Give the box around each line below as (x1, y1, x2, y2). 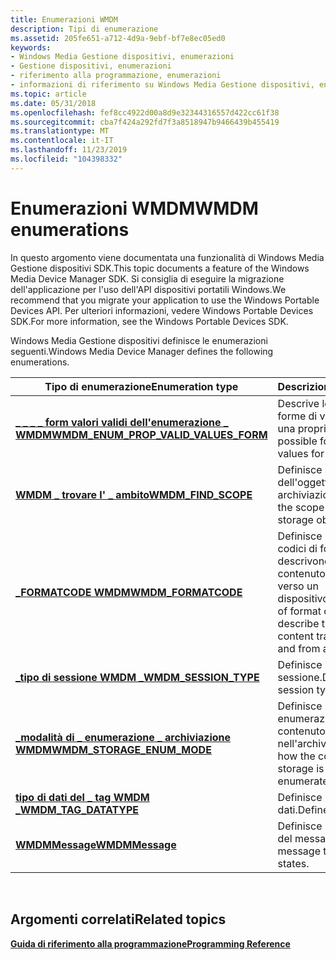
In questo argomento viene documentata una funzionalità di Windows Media (10, 251, 325, 263)
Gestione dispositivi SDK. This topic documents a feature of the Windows (10, 262, 310, 274)
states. (277, 856, 310, 870)
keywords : (10, 42, 52, 53)
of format (277, 604, 322, 618)
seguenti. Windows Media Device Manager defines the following (10, 345, 274, 357)
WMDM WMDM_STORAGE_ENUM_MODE (15, 742, 212, 756)
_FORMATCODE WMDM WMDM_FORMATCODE (15, 585, 243, 599)
